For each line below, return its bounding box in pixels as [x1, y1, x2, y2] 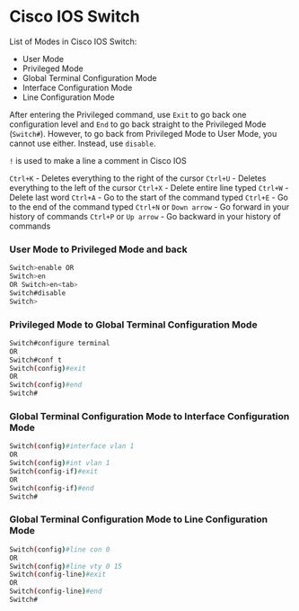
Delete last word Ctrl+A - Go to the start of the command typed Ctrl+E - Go [9, 192, 289, 202]
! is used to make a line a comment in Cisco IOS [9, 155, 187, 166]
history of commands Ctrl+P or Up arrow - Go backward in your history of [9, 211, 281, 221]
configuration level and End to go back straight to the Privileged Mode [9, 119, 267, 130]
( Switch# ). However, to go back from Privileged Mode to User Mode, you [9, 128, 277, 139]
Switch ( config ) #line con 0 [9, 544, 110, 554]
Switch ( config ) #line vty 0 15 [9, 562, 123, 571]
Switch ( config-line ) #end [9, 587, 102, 596]
